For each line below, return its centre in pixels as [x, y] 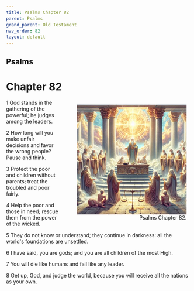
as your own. [22, 282]
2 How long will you [30, 133]
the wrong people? [29, 152]
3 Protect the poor [28, 169]
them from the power [32, 218]
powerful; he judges [30, 115]
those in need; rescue [32, 211]
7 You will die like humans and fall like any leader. [65, 264]
